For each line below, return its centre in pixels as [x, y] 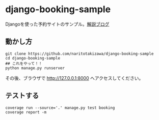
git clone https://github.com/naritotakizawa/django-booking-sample [79, 54]
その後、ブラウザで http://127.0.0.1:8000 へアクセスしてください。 [74, 78]
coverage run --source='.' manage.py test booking [60, 108]
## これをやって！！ [24, 64]
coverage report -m [26, 112]
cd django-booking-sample [33, 58]
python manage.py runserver [35, 68]
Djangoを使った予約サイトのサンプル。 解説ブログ [57, 24]
